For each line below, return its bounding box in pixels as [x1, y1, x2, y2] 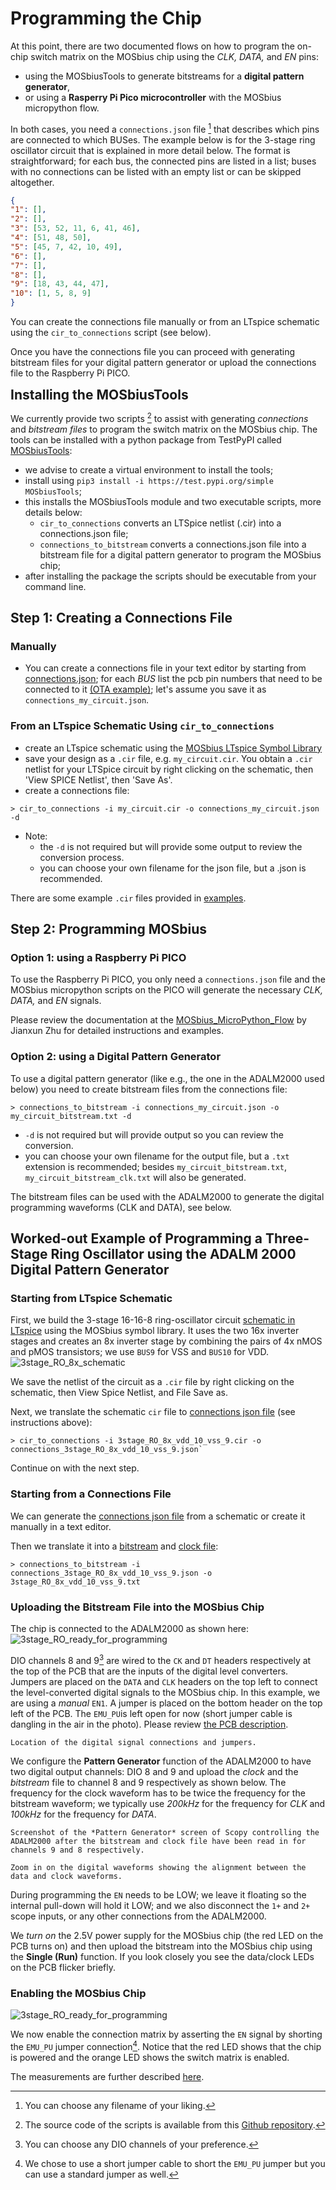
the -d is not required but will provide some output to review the [39, 840, 303, 852]
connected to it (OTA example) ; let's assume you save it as [24, 683, 267, 696]
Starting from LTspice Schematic [10, 1292, 173, 1306]
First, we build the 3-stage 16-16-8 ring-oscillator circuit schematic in [10, 1314, 296, 1326]
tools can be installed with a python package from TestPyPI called [10, 433, 282, 446]
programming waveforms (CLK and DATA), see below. [10, 1201, 232, 1213]
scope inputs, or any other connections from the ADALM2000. [10, 1910, 267, 1922]
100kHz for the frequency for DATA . [10, 1808, 157, 1820]
